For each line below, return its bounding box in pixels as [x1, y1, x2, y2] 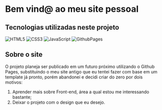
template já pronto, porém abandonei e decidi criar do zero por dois [5, 74, 143, 80]
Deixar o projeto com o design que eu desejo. [12, 99, 105, 105]
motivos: [5, 79, 23, 85]
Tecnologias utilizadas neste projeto [5, 23, 120, 32]
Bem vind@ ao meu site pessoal [5, 3, 139, 15]
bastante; [12, 94, 32, 100]
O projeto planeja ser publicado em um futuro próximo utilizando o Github [5, 63, 155, 70]
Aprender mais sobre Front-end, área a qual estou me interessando [12, 89, 150, 95]
